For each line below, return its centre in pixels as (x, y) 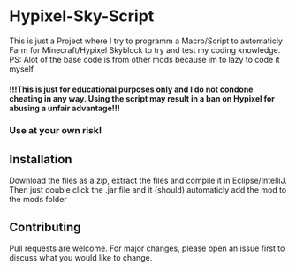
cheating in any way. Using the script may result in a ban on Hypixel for (142, 98)
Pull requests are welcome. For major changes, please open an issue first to (147, 248)
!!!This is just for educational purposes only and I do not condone (131, 89)
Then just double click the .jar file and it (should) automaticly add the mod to (148, 190)
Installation (41, 159)
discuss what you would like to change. (81, 258)
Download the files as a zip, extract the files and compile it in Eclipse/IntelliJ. (148, 181)
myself (22, 69)
